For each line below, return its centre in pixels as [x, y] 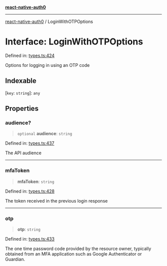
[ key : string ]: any [23, 93]
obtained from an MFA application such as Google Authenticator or [74, 254]
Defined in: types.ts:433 [30, 239]
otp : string [29, 230]
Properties [22, 109]
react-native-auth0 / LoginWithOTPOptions [49, 21]
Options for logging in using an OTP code [47, 65]
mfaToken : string [36, 181]
